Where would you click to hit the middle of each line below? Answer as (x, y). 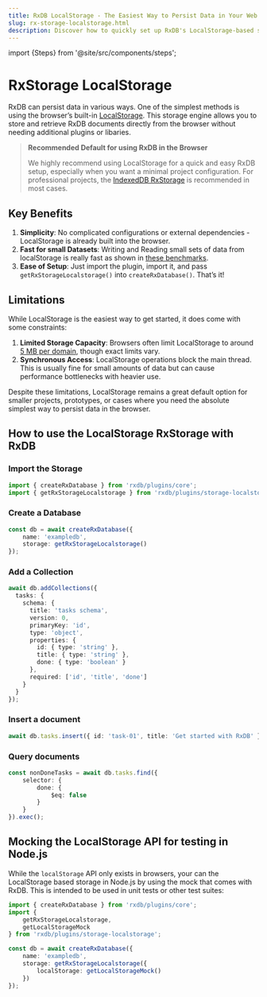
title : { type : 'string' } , (83, 655)
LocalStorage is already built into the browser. (95, 241)
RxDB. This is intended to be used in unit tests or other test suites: (116, 890)
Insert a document (44, 720)
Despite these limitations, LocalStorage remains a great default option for (128, 392)
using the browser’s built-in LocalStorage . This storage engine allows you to (133, 115)
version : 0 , (49, 618)
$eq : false (69, 795)
